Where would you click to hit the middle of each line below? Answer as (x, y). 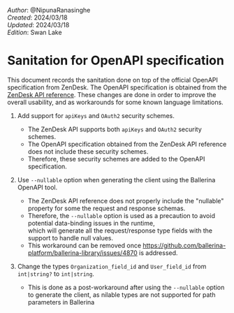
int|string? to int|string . (56, 274)
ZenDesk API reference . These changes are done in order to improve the (112, 94)
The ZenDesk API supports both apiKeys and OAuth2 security (115, 129)
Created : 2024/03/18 (37, 17)
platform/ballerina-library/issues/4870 (82, 253)
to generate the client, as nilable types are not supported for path (122, 294)
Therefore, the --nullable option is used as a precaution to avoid (121, 215)
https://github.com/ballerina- (184, 245)
